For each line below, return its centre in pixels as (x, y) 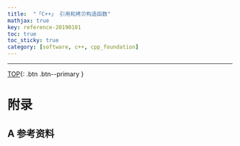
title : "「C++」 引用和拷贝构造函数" (59, 14)
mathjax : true (29, 21)
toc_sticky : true (33, 41)
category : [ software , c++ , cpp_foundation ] (73, 47)
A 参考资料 (31, 134)
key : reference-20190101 (44, 27)
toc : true (22, 34)
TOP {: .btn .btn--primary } (46, 74)
